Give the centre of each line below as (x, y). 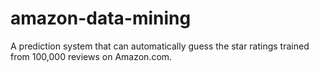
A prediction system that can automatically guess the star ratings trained (160, 46)
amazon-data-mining (101, 18)
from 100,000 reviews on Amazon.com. (91, 56)
